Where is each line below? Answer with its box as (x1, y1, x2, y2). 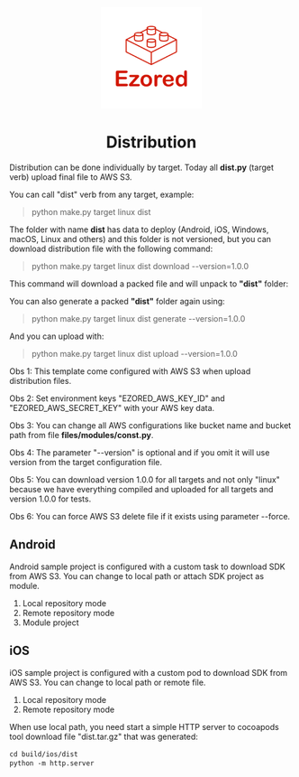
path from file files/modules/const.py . (9, 429, 154, 440)
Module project (22, 617, 79, 628)
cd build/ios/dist (9, 749, 78, 759)
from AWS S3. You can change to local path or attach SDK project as (9, 570, 264, 581)
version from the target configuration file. (9, 456, 162, 467)
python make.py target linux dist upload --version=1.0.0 (31, 348, 239, 359)
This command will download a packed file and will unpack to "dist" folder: (9, 278, 289, 289)
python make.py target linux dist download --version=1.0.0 (31, 260, 249, 271)
